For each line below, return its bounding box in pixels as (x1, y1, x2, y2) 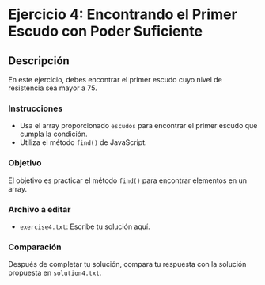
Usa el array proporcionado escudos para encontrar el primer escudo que (19, 121, 258, 131)
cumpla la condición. (19, 129, 89, 139)
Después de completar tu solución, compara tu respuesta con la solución (8, 260, 247, 269)
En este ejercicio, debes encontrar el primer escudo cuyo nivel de (8, 75, 223, 84)
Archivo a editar (8, 203, 71, 215)
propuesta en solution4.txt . (8, 268, 102, 278)
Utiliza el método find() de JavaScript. (19, 138, 147, 147)
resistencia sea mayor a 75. (8, 83, 97, 93)
